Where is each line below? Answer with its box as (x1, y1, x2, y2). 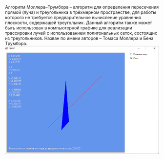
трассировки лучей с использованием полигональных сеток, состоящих (5, 30, 157, 36)
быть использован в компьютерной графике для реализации (5, 25, 133, 31)
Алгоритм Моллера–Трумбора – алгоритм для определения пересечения (5, 4, 159, 10)
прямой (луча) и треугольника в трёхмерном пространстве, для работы (5, 9, 156, 15)
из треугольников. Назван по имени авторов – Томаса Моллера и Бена (5, 35, 154, 41)
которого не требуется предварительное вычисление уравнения (5, 15, 142, 20)
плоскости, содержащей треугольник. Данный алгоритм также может (5, 20, 152, 25)
